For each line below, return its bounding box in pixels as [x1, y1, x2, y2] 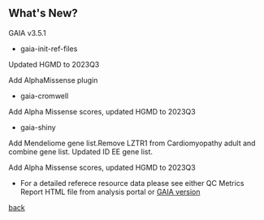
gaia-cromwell [19, 91, 69, 101]
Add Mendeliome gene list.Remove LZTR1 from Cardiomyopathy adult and [8, 138, 256, 148]
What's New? [8, 6, 79, 20]
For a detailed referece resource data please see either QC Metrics [19, 178, 245, 188]
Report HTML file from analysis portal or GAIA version [19, 187, 201, 196]
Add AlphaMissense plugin [8, 75, 98, 84]
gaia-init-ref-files [19, 44, 78, 54]
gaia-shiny [19, 122, 56, 132]
